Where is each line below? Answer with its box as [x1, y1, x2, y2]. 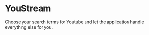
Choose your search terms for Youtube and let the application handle [5, 19, 144, 25]
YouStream [5, 3, 51, 14]
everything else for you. [5, 24, 53, 30]
